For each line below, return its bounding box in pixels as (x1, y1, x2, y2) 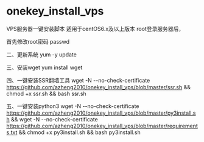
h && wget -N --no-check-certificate (6, 115, 99, 123)
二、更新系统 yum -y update (6, 50, 77, 58)
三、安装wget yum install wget (6, 64, 83, 71)
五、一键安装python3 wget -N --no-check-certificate (6, 102, 139, 110)
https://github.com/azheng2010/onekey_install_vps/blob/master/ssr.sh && (6, 83, 191, 90)
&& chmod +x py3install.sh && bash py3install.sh (18, 129, 141, 136)
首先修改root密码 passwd (6, 38, 70, 45)
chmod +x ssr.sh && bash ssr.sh (6, 90, 86, 97)
